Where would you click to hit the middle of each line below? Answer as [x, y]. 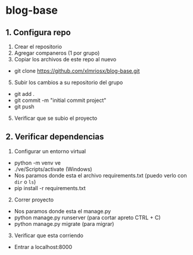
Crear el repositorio [38, 46]
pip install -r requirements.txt [50, 188]
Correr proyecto [34, 200]
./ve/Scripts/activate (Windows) [53, 169]
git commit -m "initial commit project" [60, 100]
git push [24, 107]
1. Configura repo [38, 32]
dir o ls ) [25, 182]
